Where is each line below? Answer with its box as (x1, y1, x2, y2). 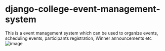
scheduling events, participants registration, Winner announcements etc (5, 35, 152, 41)
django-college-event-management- (5, 3, 161, 15)
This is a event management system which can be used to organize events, (5, 30, 158, 36)
